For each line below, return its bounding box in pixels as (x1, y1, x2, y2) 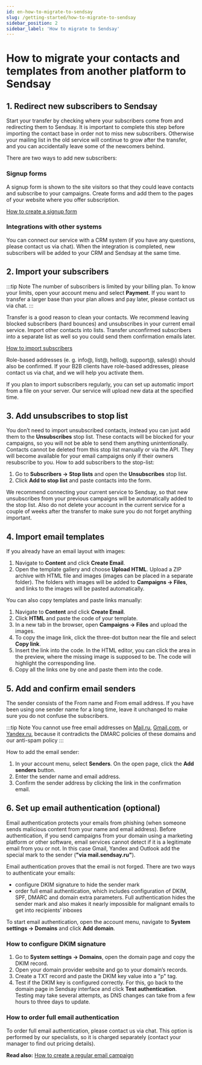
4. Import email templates (6, 532, 104, 542)
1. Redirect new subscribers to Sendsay (6, 101, 158, 112)
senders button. (14, 767, 55, 774)
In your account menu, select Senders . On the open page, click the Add (14, 760, 194, 767)
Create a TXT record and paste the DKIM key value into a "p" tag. (14, 973, 177, 980)
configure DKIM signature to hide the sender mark (14, 881, 140, 888)
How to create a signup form (6, 207, 77, 215)
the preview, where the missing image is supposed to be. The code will (14, 653, 192, 661)
